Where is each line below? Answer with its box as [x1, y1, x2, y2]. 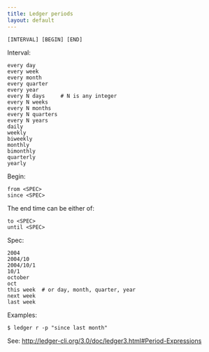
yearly [7, 160, 27, 167]
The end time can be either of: [7, 204, 94, 212]
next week [7, 292, 36, 300]
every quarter [7, 80, 49, 87]
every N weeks [7, 99, 49, 106]
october [7, 274, 30, 281]
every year [7, 86, 39, 93]
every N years [7, 117, 49, 124]
